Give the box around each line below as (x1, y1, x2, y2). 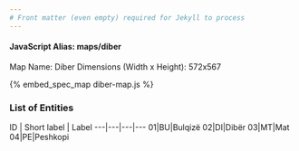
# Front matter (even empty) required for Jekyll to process (9, 13, 246, 23)
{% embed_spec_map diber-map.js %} (9, 79, 154, 90)
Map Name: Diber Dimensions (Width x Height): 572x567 (9, 61, 222, 72)
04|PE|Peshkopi (9, 132, 70, 143)
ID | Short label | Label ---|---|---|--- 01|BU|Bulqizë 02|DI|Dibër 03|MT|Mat (9, 122, 290, 133)
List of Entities (9, 101, 74, 114)
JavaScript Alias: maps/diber (9, 42, 122, 52)
